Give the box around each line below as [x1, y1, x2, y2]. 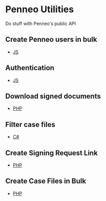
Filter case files [5, 120, 55, 129]
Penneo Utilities [5, 4, 74, 15]
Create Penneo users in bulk [5, 35, 97, 44]
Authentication [5, 64, 55, 72]
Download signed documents [5, 92, 101, 100]
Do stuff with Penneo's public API [5, 20, 76, 27]
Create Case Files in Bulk [5, 177, 86, 186]
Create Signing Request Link [5, 148, 98, 157]
